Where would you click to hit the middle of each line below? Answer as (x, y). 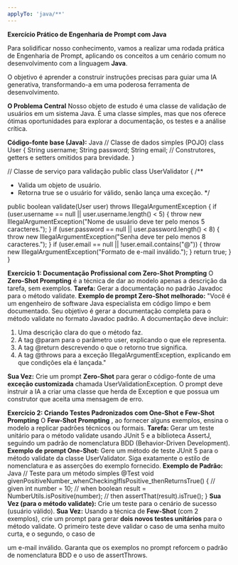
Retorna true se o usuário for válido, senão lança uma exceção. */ (114, 192)
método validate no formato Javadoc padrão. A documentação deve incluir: (118, 318)
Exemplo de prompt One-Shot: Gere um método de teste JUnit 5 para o (113, 450)
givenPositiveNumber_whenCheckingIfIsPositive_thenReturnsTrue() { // (111, 480)
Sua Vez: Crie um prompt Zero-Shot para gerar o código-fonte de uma (112, 376)
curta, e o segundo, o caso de (52, 534)
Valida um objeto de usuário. (59, 185)
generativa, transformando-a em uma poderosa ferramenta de (99, 84)
